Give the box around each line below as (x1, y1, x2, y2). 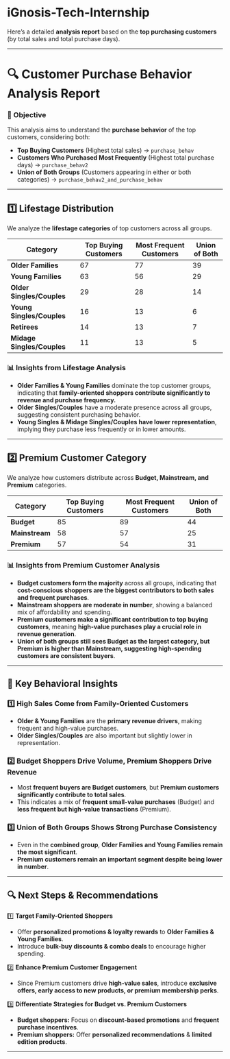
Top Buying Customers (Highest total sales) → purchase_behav (16, 146, 194, 155)
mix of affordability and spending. (16, 608, 112, 616)
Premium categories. (7, 481, 67, 489)
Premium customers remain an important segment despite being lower (16, 855, 222, 863)
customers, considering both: (7, 133, 90, 141)
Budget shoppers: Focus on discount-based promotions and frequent (16, 1016, 220, 1024)
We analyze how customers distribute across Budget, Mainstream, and (7, 474, 209, 482)
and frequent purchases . (16, 593, 90, 601)
